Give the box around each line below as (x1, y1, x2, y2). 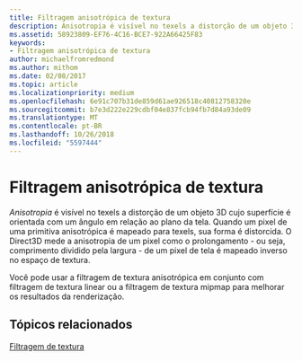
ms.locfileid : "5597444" (9, 138, 102, 147)
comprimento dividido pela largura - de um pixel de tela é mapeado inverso (9, 244, 288, 256)
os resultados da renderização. (9, 291, 125, 302)
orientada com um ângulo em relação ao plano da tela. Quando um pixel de (9, 216, 288, 227)
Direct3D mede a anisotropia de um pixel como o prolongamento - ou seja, (9, 235, 286, 246)
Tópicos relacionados (9, 317, 133, 332)
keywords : (9, 38, 47, 48)
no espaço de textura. (9, 254, 91, 265)
